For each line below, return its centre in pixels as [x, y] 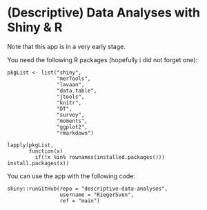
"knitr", [69, 103]
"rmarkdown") [75, 133]
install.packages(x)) [38, 163]
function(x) [46, 151]
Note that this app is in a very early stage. [67, 46]
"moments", [72, 121]
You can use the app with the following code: [71, 176]
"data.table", [77, 90]
